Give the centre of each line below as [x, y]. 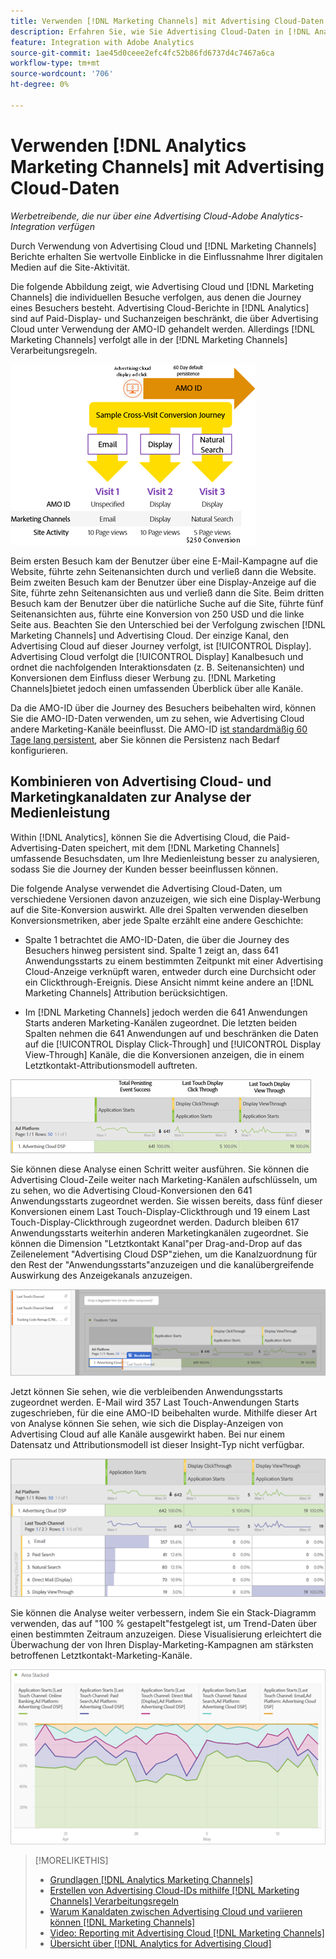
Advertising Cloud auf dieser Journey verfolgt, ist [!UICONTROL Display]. [161, 646]
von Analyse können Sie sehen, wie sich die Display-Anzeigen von [147, 1424]
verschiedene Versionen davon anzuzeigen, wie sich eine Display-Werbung [166, 899]
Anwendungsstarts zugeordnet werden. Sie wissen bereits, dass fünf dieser [166, 1201]
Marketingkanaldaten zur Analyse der [131, 797]
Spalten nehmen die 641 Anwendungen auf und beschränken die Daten [171, 1033]
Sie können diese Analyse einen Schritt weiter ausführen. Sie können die [160, 1169]
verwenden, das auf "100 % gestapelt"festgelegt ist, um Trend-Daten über [164, 1623]
